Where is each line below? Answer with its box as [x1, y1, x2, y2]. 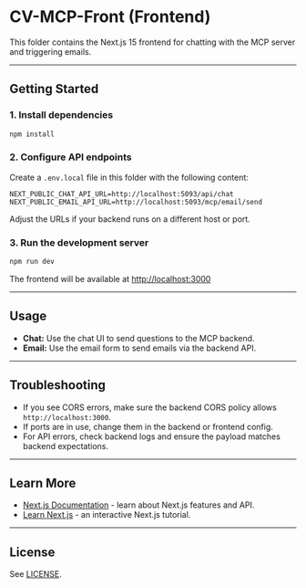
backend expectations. [22, 440, 109, 451]
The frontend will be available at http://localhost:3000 [9, 273, 211, 284]
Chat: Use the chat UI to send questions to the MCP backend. [22, 332, 255, 343]
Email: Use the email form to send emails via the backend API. [22, 342, 257, 353]
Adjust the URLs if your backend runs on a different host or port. [9, 213, 250, 225]
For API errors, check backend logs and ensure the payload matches [22, 431, 280, 442]
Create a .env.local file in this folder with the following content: [9, 172, 249, 183]
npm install [9, 130, 55, 139]
